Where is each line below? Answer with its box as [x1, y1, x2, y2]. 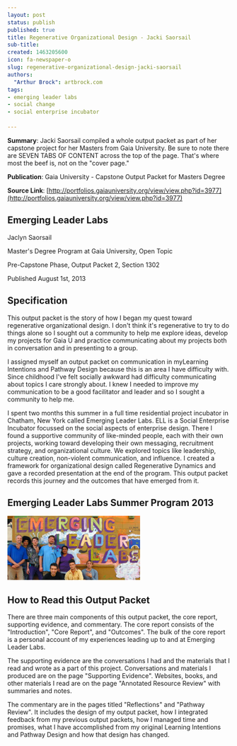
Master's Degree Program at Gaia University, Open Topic [7, 246, 173, 255]
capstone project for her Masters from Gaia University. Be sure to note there [7, 144, 229, 152]
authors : [7, 71, 33, 78]
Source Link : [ [7, 186, 50, 195]
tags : [7, 86, 23, 93]
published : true [7, 26, 55, 33]
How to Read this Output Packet [7, 594, 151, 606]
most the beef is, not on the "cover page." [7, 159, 129, 167]
